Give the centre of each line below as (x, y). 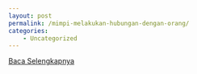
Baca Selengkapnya (42, 61)
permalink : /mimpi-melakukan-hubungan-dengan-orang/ (99, 23)
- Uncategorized (50, 38)
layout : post (30, 16)
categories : (28, 31)
